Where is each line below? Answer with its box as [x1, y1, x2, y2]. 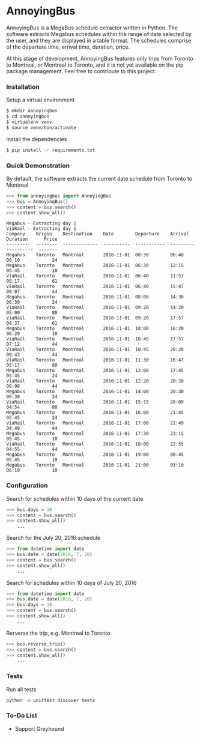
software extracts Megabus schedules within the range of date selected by [6, 30, 192, 37]
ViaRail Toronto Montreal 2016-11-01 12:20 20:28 [6, 378, 184, 384]
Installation [6, 82, 40, 91]
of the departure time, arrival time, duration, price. [6, 43, 130, 50]
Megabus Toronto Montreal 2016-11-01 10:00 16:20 [6, 325, 184, 331]
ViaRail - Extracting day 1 [6, 226, 77, 232]
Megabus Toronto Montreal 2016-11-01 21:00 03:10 [6, 462, 184, 468]
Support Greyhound [14, 725, 64, 732]
